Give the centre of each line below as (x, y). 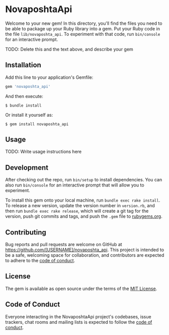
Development (27, 167)
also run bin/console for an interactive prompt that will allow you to (75, 185)
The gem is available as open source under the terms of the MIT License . (81, 289)
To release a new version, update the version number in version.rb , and (80, 206)
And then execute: (24, 96)
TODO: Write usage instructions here (43, 152)
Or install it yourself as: (29, 115)
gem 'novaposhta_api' (28, 86)
